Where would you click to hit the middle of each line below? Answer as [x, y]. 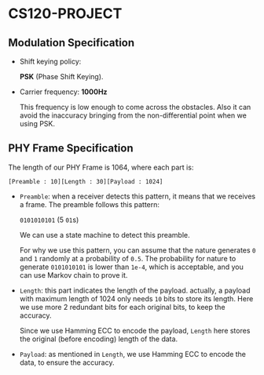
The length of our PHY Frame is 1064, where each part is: [101, 167]
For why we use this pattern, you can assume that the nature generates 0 [138, 250]
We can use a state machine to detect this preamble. [104, 235]
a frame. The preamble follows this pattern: [89, 204]
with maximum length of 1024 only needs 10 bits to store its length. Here [136, 298]
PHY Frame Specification [71, 149]
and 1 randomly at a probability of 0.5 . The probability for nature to [128, 258]
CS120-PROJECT [65, 14]
